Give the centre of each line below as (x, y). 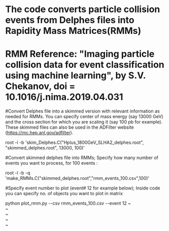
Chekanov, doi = (40, 86)
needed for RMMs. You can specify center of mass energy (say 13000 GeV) (84, 117)
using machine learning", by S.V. (76, 76)
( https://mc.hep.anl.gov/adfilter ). (39, 133)
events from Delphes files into (70, 20)
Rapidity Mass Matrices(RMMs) (73, 31)
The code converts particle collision (83, 9)
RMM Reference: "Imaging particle (80, 54)
